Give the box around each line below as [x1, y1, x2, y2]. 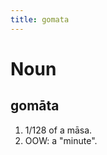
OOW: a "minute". [24, 134, 98, 146]
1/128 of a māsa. [24, 124, 93, 136]
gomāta [10, 97, 60, 115]
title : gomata [10, 14, 70, 25]
